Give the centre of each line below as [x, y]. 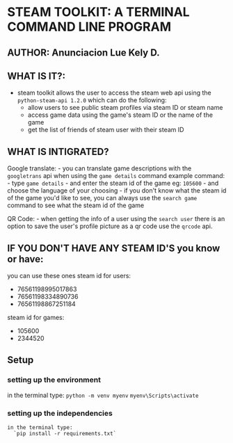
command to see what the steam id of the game [76, 205]
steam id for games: [36, 318]
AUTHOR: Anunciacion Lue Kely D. [83, 53]
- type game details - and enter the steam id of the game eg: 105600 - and [113, 183]
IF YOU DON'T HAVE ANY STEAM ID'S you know [114, 248]
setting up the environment [54, 380]
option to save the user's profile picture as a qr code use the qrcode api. [110, 226]
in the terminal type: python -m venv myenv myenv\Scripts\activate [103, 395]
